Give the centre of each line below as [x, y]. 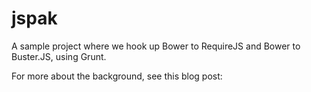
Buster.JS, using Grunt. [59, 56]
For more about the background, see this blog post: [117, 76]
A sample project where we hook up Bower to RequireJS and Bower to [156, 46]
